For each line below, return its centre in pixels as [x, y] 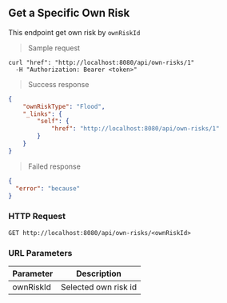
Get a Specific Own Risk [69, 13]
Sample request [54, 48]
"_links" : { [42, 114]
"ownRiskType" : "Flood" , [64, 106]
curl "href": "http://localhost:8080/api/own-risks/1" [102, 62]
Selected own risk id [99, 287]
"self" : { [53, 122]
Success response [58, 84]
